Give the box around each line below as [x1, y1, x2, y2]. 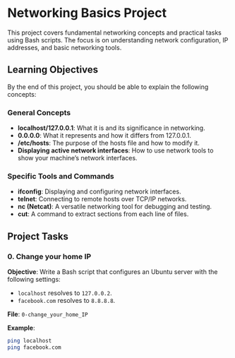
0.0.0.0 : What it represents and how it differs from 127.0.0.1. [17, 131, 192, 140]
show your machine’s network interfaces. [17, 154, 138, 162]
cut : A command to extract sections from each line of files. [17, 210, 189, 218]
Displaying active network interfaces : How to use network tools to [17, 146, 214, 155]
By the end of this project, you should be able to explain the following [7, 83, 209, 91]
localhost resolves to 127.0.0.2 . [17, 289, 112, 297]
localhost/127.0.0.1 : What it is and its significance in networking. [17, 124, 206, 132]
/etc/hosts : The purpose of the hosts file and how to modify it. [17, 139, 200, 148]
